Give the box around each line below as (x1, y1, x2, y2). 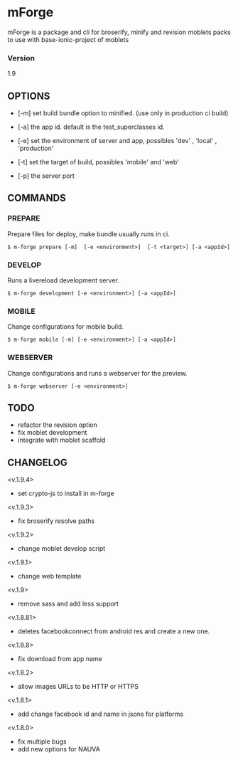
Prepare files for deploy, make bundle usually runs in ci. (7, 229, 171, 238)
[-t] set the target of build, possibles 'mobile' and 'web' (17, 158, 180, 167)
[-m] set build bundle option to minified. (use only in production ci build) (17, 109, 229, 117)
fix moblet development (17, 428, 87, 437)
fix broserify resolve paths (17, 517, 95, 525)
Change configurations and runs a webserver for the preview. (7, 369, 188, 377)
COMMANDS (7, 192, 66, 204)
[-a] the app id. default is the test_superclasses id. (17, 122, 165, 132)
